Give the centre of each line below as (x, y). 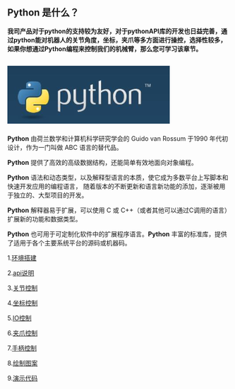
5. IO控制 (19, 318)
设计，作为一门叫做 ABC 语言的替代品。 (65, 147)
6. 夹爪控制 (23, 333)
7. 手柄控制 (22, 348)
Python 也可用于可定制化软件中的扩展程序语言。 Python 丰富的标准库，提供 (117, 234)
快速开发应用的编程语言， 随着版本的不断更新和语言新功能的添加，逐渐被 (113, 186)
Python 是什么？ (43, 13)
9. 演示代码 (23, 378)
